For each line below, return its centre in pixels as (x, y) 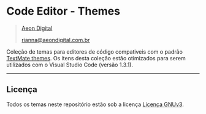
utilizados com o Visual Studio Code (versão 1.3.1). (70, 65)
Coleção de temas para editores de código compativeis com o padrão (94, 52)
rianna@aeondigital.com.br (55, 40)
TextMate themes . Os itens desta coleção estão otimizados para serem (96, 58)
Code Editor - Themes (63, 11)
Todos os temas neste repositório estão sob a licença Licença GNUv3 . (95, 104)
